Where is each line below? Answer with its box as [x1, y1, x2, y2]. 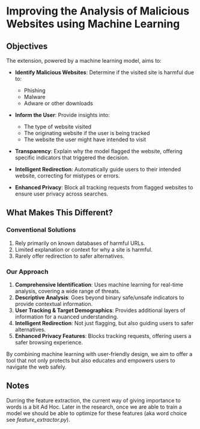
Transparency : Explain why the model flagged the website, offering [14, 148, 183, 154]
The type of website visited [23, 123, 92, 130]
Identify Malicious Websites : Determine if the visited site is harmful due [14, 69, 194, 76]
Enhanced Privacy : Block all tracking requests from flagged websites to [14, 184, 193, 191]
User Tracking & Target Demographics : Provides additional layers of [14, 307, 186, 314]
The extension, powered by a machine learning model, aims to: [6, 57, 162, 64]
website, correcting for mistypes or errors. [14, 172, 120, 179]
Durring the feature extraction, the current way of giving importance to [6, 396, 181, 404]
